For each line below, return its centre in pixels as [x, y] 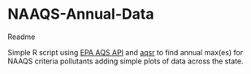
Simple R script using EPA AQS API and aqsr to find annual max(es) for [125, 52]
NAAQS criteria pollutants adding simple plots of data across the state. [126, 61]
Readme [22, 37]
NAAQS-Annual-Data [81, 14]
